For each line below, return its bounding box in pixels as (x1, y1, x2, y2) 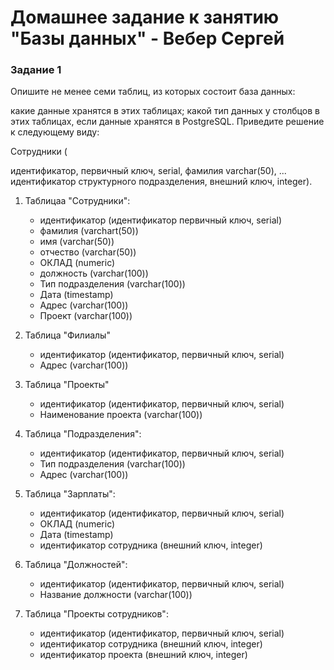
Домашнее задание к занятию (10, 6, 280, 29)
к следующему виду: (10, 126, 100, 138)
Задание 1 (10, 63, 62, 77)
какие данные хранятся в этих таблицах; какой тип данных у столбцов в (10, 105, 320, 117)
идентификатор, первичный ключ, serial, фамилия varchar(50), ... (10, 165, 287, 177)
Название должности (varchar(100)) (39, 589, 193, 601)
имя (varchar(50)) (39, 236, 115, 248)
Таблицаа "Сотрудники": (24, 195, 131, 207)
